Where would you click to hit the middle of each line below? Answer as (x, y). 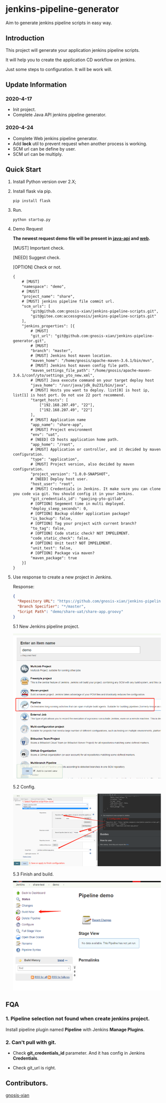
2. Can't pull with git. (31, 1042)
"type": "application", (55, 459)
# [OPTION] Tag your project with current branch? (84, 523)
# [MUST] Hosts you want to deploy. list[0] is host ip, (90, 390)
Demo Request (28, 228)
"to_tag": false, (48, 528)
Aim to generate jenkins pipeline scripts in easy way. (59, 23)
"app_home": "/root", (53, 444)
